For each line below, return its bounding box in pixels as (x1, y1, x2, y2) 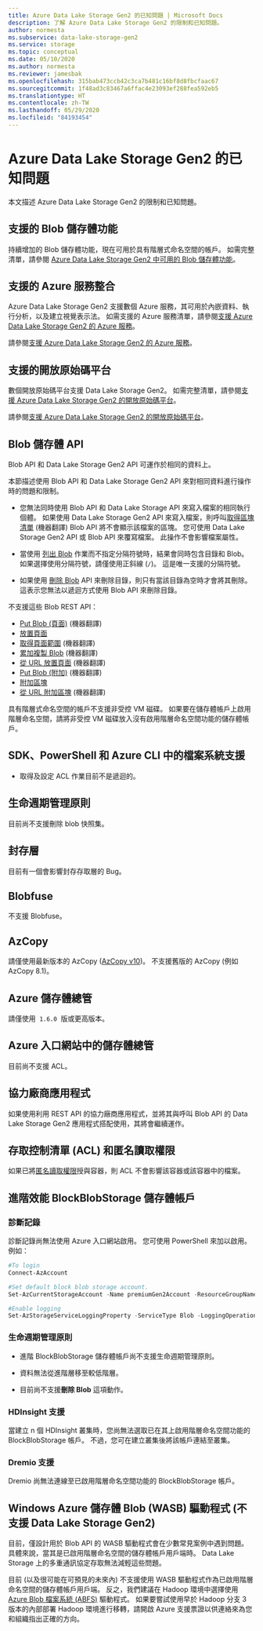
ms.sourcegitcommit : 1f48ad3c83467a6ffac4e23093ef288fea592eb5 (8, 84, 219, 93)
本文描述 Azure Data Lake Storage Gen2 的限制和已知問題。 (8, 197, 201, 207)
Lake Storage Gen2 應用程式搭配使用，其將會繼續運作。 (8, 1118, 189, 1128)
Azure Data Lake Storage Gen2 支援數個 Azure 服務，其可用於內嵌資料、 (8, 302, 243, 311)
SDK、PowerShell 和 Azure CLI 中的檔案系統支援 (8, 749, 245, 762)
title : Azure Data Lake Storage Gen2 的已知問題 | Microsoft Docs (8, 11, 223, 20)
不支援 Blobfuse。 (8, 912, 67, 921)
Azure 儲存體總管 (8, 991, 92, 1005)
